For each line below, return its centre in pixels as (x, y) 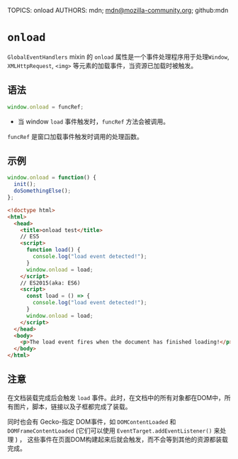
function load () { (53, 250)
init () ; (25, 184)
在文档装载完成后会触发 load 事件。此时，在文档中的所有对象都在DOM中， (116, 397)
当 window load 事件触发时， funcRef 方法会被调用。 (93, 121)
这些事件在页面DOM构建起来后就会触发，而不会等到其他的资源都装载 (128, 439)
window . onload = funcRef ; (45, 107)
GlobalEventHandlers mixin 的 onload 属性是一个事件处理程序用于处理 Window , (118, 57)
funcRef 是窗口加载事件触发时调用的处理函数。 (75, 136)
